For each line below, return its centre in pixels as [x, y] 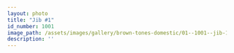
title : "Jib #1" [31, 20]
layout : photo [28, 13]
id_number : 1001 [31, 26]
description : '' [31, 39]
